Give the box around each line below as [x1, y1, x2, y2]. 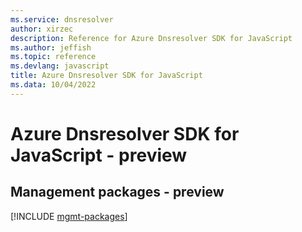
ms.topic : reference [10, 52, 97, 62]
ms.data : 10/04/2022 [10, 80, 97, 90]
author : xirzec [10, 24, 74, 34]
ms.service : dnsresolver [10, 14, 114, 25]
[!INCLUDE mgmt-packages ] [10, 210, 128, 222]
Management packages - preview [10, 184, 225, 201]
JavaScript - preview [10, 144, 188, 166]
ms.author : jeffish [10, 42, 92, 53]
